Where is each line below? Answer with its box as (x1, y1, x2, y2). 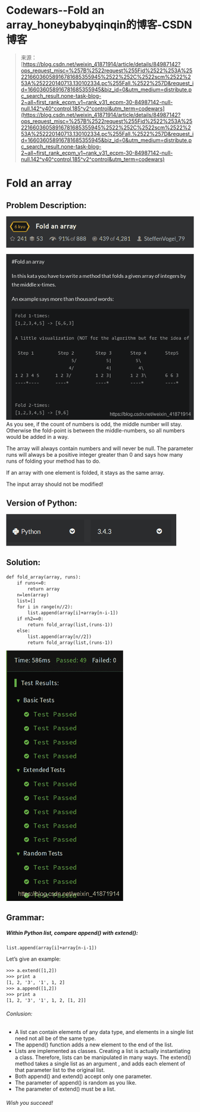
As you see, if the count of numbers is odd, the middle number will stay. (6, 421, 183, 428)
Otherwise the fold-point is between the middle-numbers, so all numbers (6, 427, 185, 434)
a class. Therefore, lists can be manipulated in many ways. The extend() (14, 1054, 192, 1061)
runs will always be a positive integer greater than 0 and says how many (6, 451, 183, 459)
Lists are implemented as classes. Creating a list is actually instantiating (14, 1048, 190, 1055)
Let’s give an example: (6, 955, 61, 963)
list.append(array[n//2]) (27, 633, 92, 640)
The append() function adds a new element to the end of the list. (14, 1041, 174, 1048)
